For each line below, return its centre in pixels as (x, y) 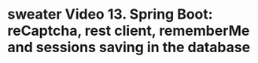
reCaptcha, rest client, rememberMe (129, 31)
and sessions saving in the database (129, 47)
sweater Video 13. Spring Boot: (110, 14)
